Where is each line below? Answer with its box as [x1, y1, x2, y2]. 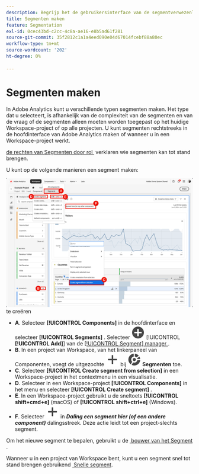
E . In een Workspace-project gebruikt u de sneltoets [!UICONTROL [14, 392, 179, 399]
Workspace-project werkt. [6, 137, 70, 144]
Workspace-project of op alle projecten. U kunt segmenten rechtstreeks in [6, 124, 188, 132]
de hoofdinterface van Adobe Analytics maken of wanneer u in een [6, 130, 170, 137]
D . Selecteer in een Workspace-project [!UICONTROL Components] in [14, 379, 188, 386]
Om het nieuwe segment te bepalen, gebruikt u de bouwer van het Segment [6, 437, 193, 444]
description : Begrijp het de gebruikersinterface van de [6, 9, 150, 15]
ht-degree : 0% [6, 53, 41, 59]
